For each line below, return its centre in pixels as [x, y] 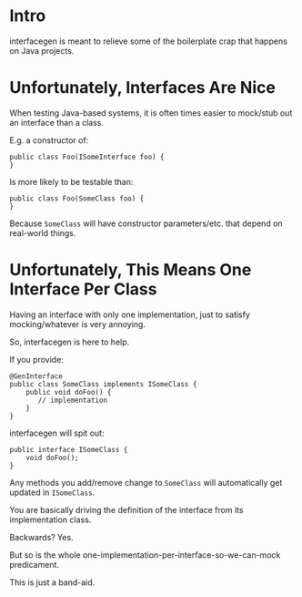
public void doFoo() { [69, 392]
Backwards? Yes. [42, 537]
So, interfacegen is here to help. [70, 342]
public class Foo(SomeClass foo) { [77, 198]
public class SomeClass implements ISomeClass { [103, 384]
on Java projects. [42, 50]
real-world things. [43, 232]
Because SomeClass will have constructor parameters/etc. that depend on [146, 223]
